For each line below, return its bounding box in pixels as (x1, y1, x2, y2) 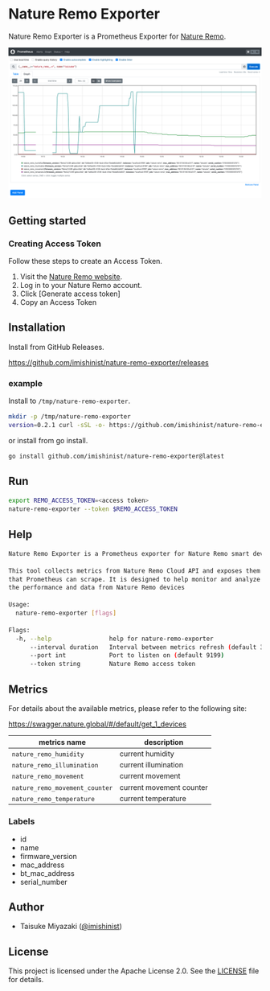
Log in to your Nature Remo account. (19, 280, 142, 290)
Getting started (8, 214, 87, 228)
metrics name (39, 737, 87, 746)
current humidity (119, 749, 174, 759)
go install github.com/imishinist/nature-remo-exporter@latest (8, 452, 225, 460)
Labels (8, 816, 35, 827)
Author (8, 900, 44, 914)
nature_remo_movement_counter (11, 783, 113, 792)
